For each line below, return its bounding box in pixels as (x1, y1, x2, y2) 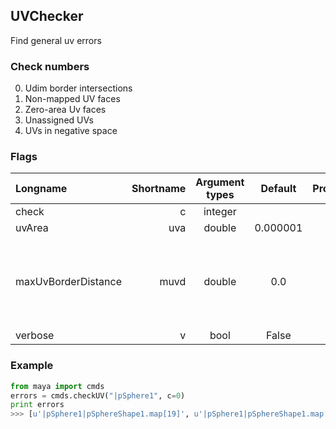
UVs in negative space (24, 125, 118, 137)
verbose (15, 329, 55, 343)
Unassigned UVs (24, 114, 94, 126)
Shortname (131, 182, 187, 196)
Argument (195, 175, 245, 189)
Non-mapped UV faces (24, 93, 121, 105)
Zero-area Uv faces (24, 104, 107, 116)
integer (203, 205, 237, 219)
